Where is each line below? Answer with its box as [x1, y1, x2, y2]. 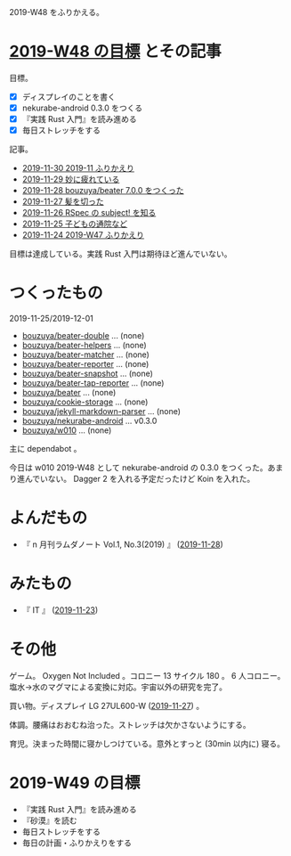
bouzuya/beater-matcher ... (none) [21, 349, 150, 360]
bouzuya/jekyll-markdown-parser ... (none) [21, 406, 181, 417]
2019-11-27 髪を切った [21, 196, 104, 207]
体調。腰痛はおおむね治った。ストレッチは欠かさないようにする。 [9, 719, 251, 730]
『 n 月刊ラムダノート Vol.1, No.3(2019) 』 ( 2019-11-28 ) [21, 539, 224, 550]
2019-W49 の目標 [9, 773, 141, 794]
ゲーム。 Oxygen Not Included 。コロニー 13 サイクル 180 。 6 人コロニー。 [9, 670, 286, 681]
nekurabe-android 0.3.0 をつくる [21, 102, 143, 113]
